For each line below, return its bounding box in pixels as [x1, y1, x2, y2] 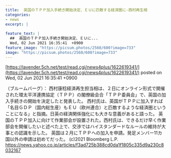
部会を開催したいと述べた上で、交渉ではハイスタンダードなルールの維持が [5, 123, 162, 130]
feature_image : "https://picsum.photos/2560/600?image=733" [5, 45, 136, 50]
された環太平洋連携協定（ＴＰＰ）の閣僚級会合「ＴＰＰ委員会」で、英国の [5, 91, 162, 98]
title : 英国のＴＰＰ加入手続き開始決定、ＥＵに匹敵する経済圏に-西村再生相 [5, 7, 148, 13]
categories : [5, 12, 31, 17]
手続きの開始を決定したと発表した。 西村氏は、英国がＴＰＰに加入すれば [9, 98, 163, 104]
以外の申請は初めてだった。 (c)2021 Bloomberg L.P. [9, 136, 119, 142]
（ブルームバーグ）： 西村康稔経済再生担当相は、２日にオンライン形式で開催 [5, 85, 165, 91]
